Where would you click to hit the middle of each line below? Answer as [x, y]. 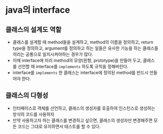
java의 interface [38, 10]
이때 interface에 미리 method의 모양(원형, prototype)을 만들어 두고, [77, 60]
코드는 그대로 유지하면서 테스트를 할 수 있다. [59, 126]
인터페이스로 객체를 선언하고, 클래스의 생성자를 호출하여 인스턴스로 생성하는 [84, 108]
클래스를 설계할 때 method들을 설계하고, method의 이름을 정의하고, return [83, 42]
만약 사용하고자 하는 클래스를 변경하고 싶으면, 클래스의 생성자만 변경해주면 [82, 120]
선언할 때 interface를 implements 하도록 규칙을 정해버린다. [73, 67]
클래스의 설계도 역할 [33, 29]
